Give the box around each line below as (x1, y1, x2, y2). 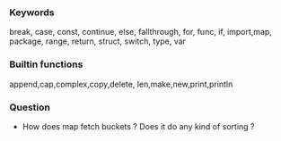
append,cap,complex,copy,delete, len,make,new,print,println (9, 79, 233, 89)
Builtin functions (9, 58, 83, 70)
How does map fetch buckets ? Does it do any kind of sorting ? (22, 120, 255, 131)
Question (9, 101, 51, 113)
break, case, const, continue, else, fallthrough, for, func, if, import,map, (9, 27, 272, 37)
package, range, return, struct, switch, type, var (9, 36, 187, 46)
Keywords (9, 6, 55, 19)
